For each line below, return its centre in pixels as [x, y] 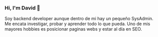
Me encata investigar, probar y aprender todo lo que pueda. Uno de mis [78, 24]
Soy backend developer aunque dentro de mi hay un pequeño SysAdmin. [79, 19]
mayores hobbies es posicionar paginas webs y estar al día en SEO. [73, 29]
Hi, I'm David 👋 [22, 8]
